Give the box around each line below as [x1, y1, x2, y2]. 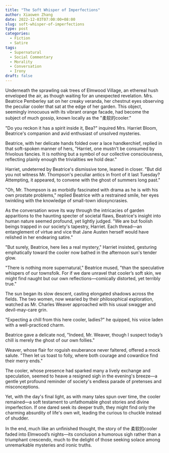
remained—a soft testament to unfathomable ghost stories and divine [5, 399, 149, 405]
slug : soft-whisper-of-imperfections [5, 21, 85, 27]
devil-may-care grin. [5, 307, 48, 313]
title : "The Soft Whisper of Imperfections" [5, 7, 100, 13]
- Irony [10, 69, 26, 74]
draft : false [5, 73, 33, 79]
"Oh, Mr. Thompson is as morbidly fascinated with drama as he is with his [5, 186, 158, 193]
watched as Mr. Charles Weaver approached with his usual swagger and [5, 301, 156, 307]
